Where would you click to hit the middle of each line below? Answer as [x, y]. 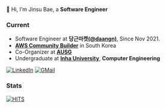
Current [18, 25]
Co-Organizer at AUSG [43, 52]
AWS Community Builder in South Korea [65, 46]
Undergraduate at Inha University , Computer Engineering [88, 59]
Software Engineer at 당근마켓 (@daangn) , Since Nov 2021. [88, 39]
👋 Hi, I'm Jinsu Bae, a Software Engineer [57, 9]
